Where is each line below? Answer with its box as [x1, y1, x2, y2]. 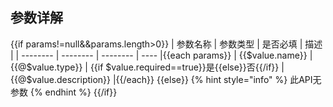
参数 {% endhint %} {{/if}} [10, 86, 118, 98]
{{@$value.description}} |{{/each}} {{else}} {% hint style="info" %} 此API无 [10, 73, 322, 85]
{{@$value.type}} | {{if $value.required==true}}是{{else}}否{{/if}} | [10, 61, 285, 73]
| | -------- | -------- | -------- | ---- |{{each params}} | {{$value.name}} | [10, 49, 313, 61]
